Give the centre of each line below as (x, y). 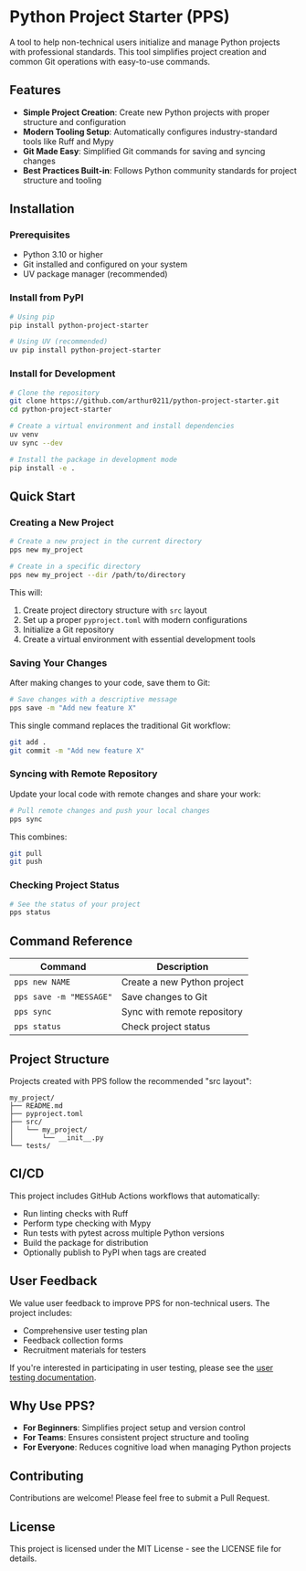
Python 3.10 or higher (63, 255)
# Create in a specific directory (75, 566)
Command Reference (71, 941)
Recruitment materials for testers (84, 1350)
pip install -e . (42, 468)
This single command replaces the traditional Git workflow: (120, 725)
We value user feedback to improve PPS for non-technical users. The (140, 1302)
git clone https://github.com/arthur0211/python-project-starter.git (145, 401)
